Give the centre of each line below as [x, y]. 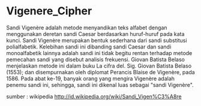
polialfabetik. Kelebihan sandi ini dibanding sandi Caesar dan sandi [89, 47]
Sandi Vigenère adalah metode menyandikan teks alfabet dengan [87, 28]
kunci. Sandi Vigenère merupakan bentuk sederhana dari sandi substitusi [97, 40]
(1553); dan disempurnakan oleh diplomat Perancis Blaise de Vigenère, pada [100, 72]
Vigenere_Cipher [49, 11]
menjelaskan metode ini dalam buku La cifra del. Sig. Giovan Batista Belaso [99, 66]
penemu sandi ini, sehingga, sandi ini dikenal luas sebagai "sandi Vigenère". [100, 84]
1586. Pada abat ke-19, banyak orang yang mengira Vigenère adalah [91, 78]
